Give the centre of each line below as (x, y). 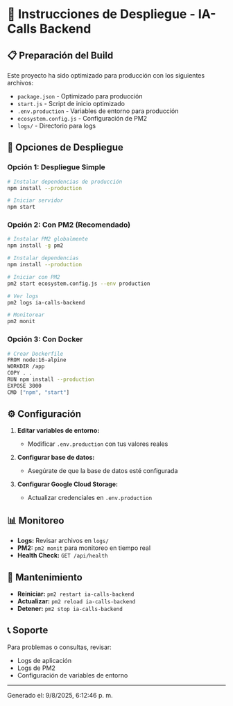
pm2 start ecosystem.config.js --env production (79, 284)
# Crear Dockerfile (35, 354)
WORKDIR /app (26, 367)
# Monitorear (26, 315)
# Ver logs (23, 296)
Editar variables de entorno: (58, 431)
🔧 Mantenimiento (45, 577)
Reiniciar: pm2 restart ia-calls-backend (76, 594)
